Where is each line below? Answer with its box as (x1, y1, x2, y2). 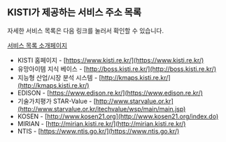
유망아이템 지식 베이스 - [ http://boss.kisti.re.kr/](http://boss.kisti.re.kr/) (17, 65, 217, 73)
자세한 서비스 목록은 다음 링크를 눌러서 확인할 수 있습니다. (7, 26, 164, 35)
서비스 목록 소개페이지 (7, 41, 68, 49)
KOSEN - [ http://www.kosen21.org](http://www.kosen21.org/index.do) (17, 112, 219, 120)
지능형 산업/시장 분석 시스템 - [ (17, 73, 101, 81)
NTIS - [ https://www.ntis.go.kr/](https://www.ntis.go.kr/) (17, 127, 180, 135)
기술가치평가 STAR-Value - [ (17, 97, 97, 105)
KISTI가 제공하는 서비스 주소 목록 (7, 6, 142, 19)
